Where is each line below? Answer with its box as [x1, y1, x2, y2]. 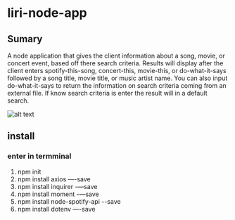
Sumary [7, 33, 43, 45]
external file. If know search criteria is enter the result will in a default [7, 89, 208, 97]
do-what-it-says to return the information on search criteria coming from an [7, 82, 227, 89]
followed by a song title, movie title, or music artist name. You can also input [7, 74, 228, 82]
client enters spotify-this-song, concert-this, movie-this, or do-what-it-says [7, 67, 227, 75]
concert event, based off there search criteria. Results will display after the [7, 59, 224, 67]
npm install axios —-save [17, 174, 91, 183]
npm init [17, 167, 42, 176]
